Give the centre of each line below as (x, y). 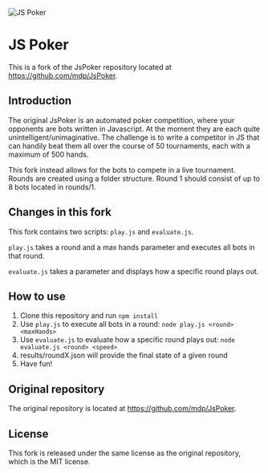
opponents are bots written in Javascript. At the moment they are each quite (134, 128)
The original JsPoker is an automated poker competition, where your (122, 120)
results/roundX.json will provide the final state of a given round (124, 355)
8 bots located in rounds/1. (52, 187)
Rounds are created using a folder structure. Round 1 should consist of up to (134, 178)
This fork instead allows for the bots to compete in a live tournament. (122, 169)
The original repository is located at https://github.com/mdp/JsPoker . (122, 409)
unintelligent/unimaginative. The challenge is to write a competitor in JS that (134, 137)
